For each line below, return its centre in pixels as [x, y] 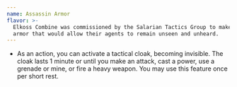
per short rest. [38, 76]
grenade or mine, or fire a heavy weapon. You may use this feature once [122, 69]
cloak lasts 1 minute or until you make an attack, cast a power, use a [116, 62]
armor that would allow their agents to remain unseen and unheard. [116, 34]
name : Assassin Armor [39, 14]
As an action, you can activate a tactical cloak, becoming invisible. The [120, 54]
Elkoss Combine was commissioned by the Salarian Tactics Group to [115, 27]
